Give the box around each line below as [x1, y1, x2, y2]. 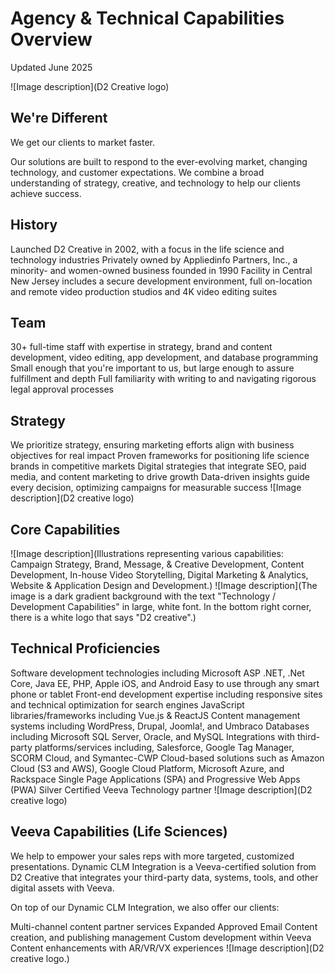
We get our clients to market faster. [10, 136, 155, 148]
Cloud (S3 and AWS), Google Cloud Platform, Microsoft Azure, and [10, 762, 285, 774]
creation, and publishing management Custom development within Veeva [10, 931, 312, 943]
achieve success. [10, 187, 82, 199]
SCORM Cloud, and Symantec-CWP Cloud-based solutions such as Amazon [10, 752, 325, 764]
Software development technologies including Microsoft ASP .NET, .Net [10, 667, 305, 679]
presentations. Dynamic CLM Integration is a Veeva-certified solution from [10, 860, 317, 872]
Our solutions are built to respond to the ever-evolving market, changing [10, 155, 308, 167]
